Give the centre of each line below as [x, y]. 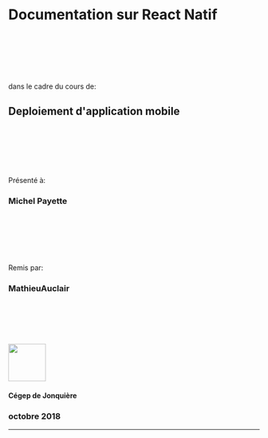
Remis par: [26, 268]
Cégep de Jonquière [43, 395]
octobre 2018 [35, 416]
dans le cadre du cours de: [53, 86]
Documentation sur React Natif [113, 15]
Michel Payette [38, 201]
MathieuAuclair [39, 288]
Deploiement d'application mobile [94, 111]
